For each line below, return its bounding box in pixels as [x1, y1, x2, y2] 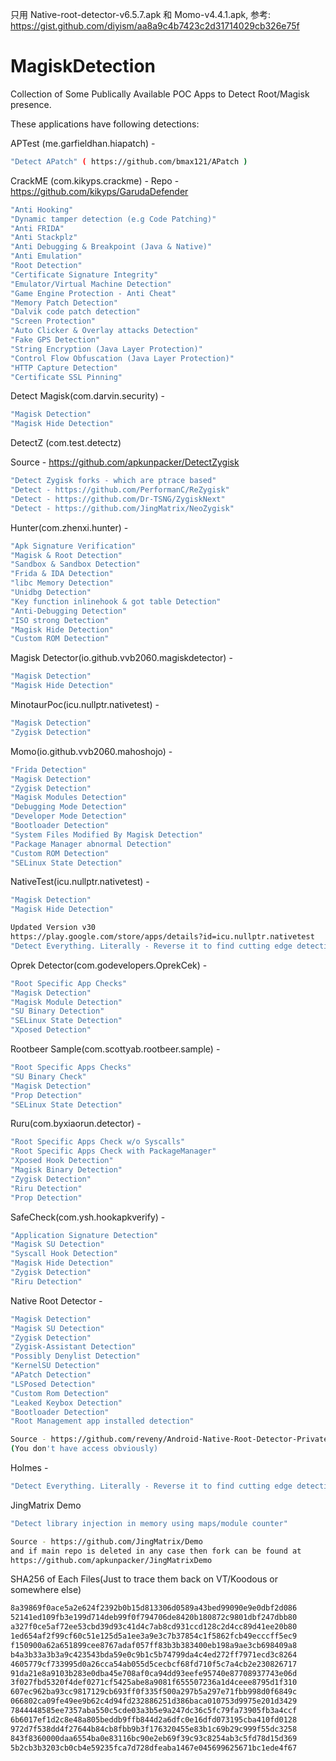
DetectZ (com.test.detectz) [10, 437, 122, 449]
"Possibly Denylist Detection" [10, 1351, 141, 1362]
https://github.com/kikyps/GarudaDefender [10, 185, 189, 197]
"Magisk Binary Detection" [10, 1165, 123, 1175]
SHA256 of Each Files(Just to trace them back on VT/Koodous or [10, 1573, 278, 1585]
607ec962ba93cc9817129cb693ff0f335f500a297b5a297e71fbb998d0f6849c [10, 1687, 298, 1697]
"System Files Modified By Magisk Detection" [10, 829, 203, 840]
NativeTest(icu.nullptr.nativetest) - [10, 876, 150, 888]
